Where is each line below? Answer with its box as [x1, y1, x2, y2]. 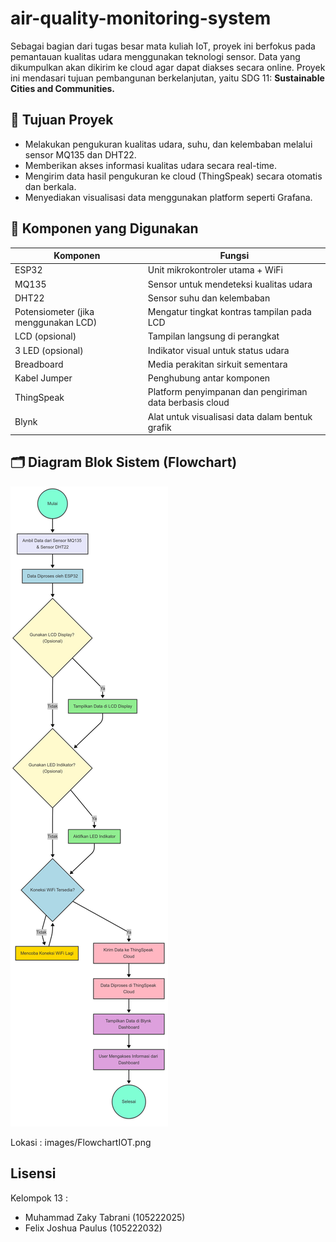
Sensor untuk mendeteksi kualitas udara [147, 278, 313, 290]
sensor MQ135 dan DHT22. [24, 148, 137, 161]
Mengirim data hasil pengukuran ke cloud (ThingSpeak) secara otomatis [24, 170, 323, 182]
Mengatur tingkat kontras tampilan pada [147, 306, 312, 318]
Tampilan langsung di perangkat [147, 330, 280, 342]
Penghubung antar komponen [147, 372, 271, 384]
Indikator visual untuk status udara [147, 344, 290, 356]
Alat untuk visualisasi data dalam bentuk [147, 410, 313, 422]
